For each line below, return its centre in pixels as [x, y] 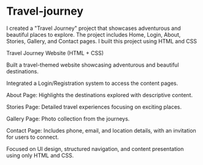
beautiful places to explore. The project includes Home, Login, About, [94, 34]
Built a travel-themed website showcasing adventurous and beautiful [93, 65]
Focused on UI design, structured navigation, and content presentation [95, 148]
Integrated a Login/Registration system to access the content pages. [92, 83]
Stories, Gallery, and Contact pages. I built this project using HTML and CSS [101, 41]
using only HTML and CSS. [40, 155]
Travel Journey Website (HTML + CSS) [55, 53]
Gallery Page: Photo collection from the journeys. [68, 119]
